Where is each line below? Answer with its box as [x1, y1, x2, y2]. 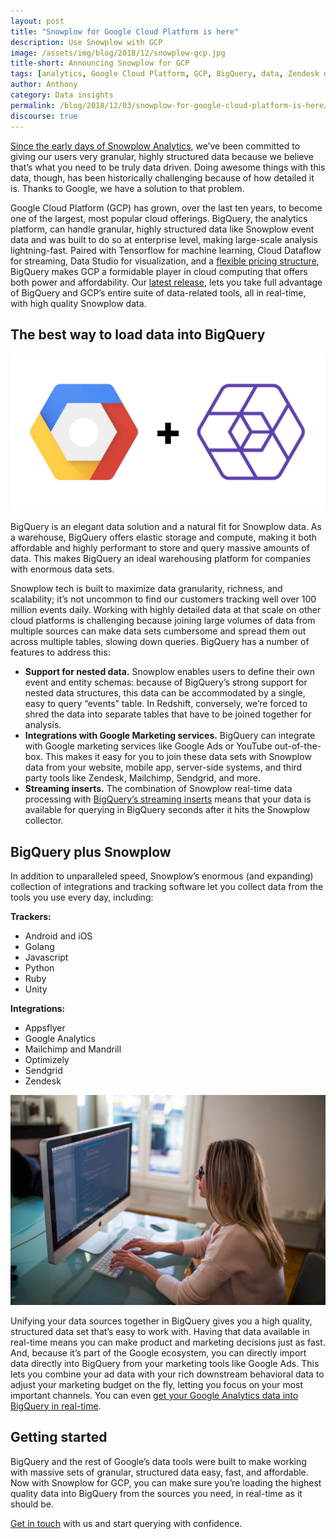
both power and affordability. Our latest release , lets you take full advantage [10, 276, 323, 288]
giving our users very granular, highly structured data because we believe [10, 150, 315, 162]
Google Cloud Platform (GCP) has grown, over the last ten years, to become [10, 201, 323, 214]
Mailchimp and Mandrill [24, 1043, 122, 1055]
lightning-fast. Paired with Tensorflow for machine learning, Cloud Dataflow [10, 244, 322, 256]
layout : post [10, 16, 65, 26]
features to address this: [10, 646, 111, 659]
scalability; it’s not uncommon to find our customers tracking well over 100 [10, 593, 317, 605]
